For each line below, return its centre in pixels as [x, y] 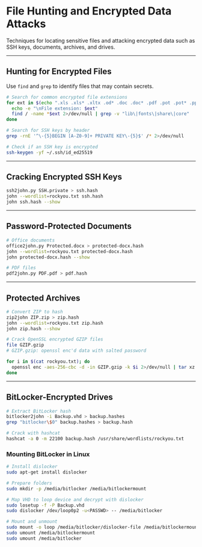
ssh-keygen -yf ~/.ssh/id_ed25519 [50, 152]
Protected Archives [43, 298]
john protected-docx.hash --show [48, 257]
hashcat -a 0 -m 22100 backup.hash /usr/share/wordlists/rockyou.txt [95, 439]
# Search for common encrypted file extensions [67, 97]
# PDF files [21, 268]
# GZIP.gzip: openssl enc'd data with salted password [76, 351]
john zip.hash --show [33, 329]
